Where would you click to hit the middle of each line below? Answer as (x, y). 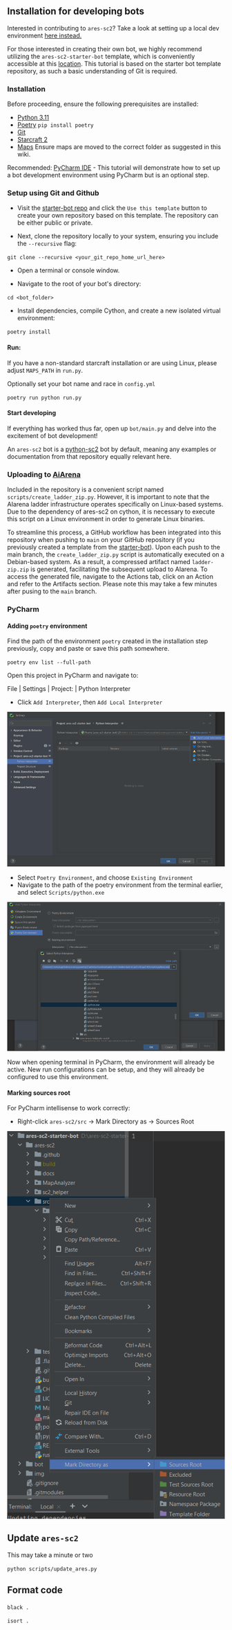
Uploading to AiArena (44, 474)
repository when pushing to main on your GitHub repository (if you (101, 540)
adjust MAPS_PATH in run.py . (45, 370)
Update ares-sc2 (43, 1538)
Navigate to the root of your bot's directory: (79, 284)
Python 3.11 (33, 118)
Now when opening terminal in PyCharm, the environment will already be (111, 1062)
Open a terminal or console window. (68, 270)
